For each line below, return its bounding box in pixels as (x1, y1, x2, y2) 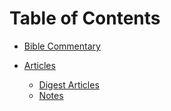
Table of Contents (9, 7, 161, 30)
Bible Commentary (23, 40, 101, 52)
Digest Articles (38, 78, 100, 91)
